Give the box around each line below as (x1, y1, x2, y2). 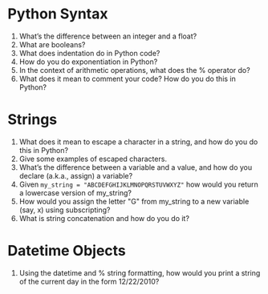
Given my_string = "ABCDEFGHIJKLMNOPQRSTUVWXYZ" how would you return (18, 179, 258, 189)
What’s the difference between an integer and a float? (18, 31, 197, 41)
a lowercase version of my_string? (18, 187, 132, 197)
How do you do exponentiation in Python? (18, 57, 158, 66)
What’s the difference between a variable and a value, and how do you (18, 162, 253, 172)
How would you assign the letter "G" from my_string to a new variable (18, 196, 250, 206)
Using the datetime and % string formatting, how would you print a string (18, 268, 261, 277)
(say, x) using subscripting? (18, 205, 111, 215)
